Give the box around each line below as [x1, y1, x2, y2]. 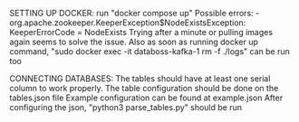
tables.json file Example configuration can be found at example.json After [9, 92, 284, 103]
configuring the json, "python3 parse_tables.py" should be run [9, 102, 243, 112]
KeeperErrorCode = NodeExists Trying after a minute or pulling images [9, 27, 274, 37]
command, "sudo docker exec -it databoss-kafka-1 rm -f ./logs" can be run [9, 46, 290, 57]
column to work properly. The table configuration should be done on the [9, 83, 279, 93]
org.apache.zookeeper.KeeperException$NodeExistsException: [9, 17, 246, 28]
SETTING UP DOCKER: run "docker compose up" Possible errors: [9, 8, 254, 18]
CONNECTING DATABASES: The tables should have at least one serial [9, 73, 271, 84]
